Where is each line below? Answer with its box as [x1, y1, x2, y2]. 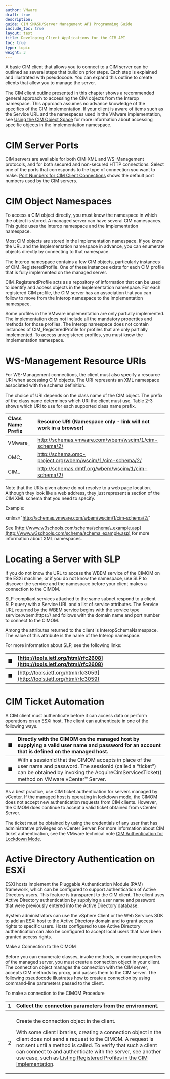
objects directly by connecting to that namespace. [5, 249, 110, 255]
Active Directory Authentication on [5, 853, 155, 865]
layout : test [5, 31, 33, 36]
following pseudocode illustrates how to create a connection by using [5, 975, 150, 981]
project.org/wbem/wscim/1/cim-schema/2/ [37, 457, 142, 464]
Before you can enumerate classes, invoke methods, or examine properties [5, 954, 162, 960]
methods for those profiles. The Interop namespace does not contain [5, 321, 149, 327]
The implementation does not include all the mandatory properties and [5, 316, 152, 322]
